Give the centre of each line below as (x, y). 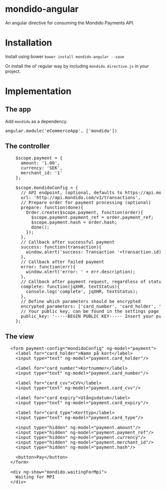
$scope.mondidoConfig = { (47, 187)
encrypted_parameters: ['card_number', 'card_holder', (88, 306)
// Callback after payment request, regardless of (83, 281)
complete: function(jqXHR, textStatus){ (70, 286)
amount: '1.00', (40, 163)
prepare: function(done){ (52, 207)
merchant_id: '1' (41, 173)
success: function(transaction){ (61, 247)
